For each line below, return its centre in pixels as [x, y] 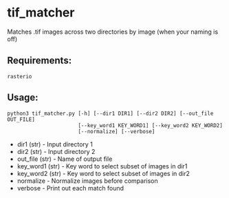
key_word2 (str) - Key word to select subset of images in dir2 [103, 173]
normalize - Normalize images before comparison [87, 181]
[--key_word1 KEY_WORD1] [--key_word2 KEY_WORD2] [151, 125]
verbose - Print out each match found [70, 188]
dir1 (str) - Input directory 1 [55, 144]
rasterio [20, 76]
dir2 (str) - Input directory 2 [56, 151]
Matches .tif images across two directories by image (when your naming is [113, 32]
